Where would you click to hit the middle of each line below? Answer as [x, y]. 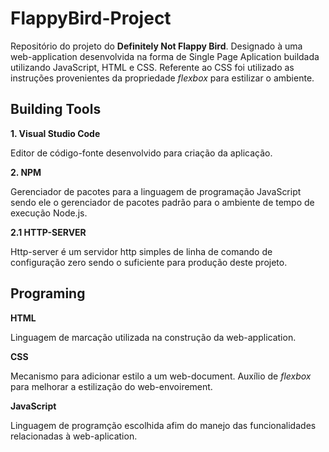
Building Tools [56, 109]
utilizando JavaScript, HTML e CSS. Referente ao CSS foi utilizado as [152, 67]
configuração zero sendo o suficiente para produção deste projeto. [149, 262]
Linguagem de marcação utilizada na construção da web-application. [153, 337]
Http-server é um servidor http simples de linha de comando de [141, 251]
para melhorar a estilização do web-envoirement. [111, 386]
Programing [48, 293]
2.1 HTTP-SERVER [48, 232]
